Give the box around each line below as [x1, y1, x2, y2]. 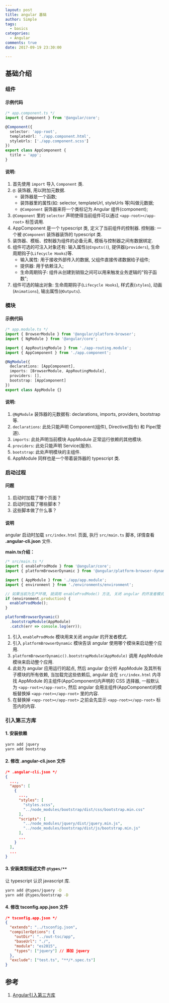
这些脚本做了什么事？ [12, 508, 57, 514]
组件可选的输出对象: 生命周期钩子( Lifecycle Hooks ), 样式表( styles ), [12, 282, 152, 288]
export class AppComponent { [5, 148, 66, 153]
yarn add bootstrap [5, 746, 46, 752]
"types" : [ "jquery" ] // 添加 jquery [14, 948, 90, 954]
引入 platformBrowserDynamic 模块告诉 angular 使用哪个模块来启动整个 [12, 640, 158, 646]
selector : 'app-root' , [10, 129, 57, 134]
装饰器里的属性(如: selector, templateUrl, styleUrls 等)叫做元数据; [20, 200, 154, 206]
